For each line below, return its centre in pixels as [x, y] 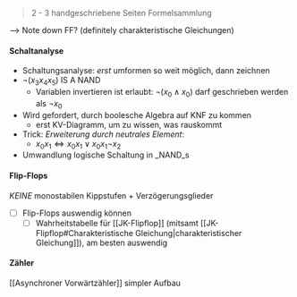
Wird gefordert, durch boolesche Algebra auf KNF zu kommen [137, 115]
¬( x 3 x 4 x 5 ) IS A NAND [61, 81]
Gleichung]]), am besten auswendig [102, 242]
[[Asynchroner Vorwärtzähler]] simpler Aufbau [95, 283]
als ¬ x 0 [49, 104]
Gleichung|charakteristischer [189, 233]
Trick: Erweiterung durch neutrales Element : [103, 134]
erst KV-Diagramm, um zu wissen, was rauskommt [129, 124]
